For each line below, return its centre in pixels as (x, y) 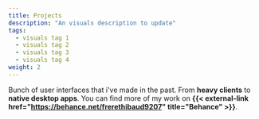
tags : (17, 30)
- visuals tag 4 (42, 60)
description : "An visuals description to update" (92, 23)
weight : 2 (25, 67)
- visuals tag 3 (42, 52)
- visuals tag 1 (42, 38)
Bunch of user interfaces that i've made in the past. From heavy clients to (129, 90)
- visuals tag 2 (42, 45)
